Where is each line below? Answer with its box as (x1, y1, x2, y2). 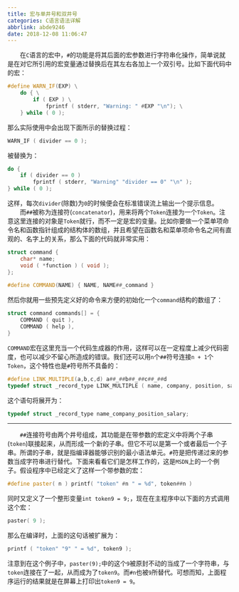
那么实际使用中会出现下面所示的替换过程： (7, 123, 132, 132)
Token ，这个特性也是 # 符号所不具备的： (7, 361, 120, 370)
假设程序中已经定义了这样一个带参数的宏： (19, 466, 144, 474)
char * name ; (20, 255, 55, 262)
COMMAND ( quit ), (20, 316, 75, 324)
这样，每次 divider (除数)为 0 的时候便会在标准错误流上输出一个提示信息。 (7, 199, 218, 207)
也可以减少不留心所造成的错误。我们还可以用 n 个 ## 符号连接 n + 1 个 (19, 352, 214, 360)
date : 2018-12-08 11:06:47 (7, 30, 87, 38)
